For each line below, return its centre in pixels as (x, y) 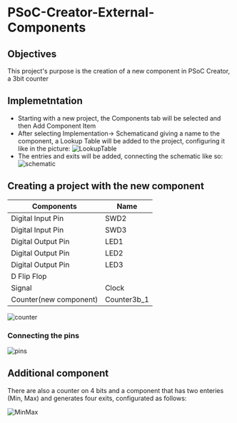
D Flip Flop (29, 276)
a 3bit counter (28, 78)
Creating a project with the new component (106, 186)
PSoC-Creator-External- (81, 12)
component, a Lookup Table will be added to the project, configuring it (121, 141)
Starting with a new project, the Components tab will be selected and (119, 118)
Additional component (58, 373)
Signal (21, 287)
